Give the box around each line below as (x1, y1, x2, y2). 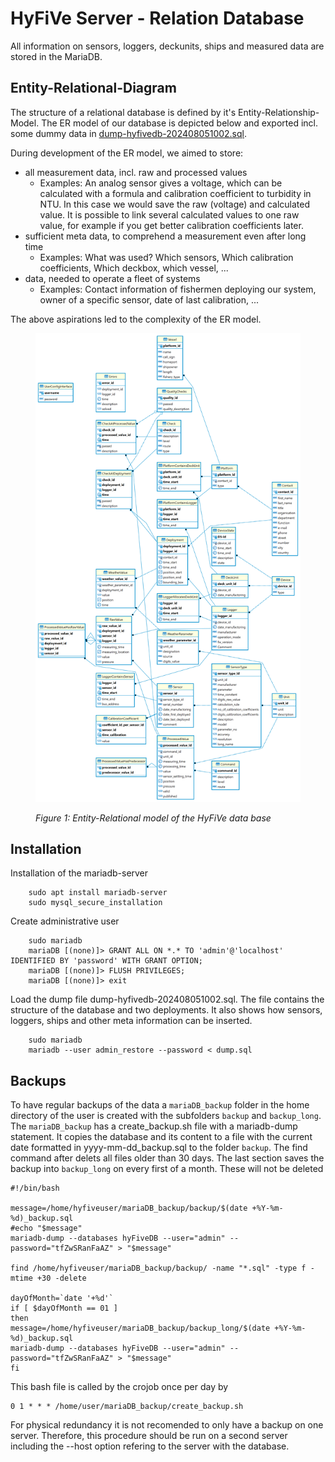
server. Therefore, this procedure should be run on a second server (10, 1430, 288, 1442)
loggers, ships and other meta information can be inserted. (10, 1015, 253, 1027)
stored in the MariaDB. (10, 50, 103, 62)
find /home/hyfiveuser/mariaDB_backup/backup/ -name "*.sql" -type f (10, 1263, 307, 1274)
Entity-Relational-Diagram (10, 80, 177, 97)
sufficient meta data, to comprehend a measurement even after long (24, 230, 307, 242)
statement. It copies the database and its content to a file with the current (10, 1131, 313, 1143)
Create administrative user (10, 915, 120, 927)
